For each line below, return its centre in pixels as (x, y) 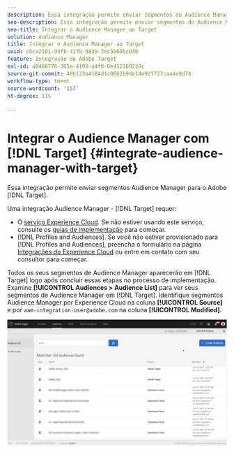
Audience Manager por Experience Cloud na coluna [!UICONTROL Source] (115, 302)
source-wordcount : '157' (43, 88)
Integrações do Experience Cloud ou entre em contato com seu (108, 252)
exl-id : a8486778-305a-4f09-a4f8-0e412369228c (76, 66)
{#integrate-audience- (157, 153)
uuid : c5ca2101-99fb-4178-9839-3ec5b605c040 (73, 52)
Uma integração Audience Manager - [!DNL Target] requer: (92, 209)
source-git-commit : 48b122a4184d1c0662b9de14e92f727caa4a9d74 (99, 73)
